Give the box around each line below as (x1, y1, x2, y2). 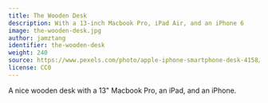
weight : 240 (8, 49, 48, 57)
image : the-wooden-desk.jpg (8, 26, 102, 34)
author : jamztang (8, 34, 66, 42)
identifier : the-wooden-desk (8, 42, 105, 50)
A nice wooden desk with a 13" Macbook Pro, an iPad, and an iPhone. (8, 85, 237, 95)
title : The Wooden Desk (8, 11, 88, 20)
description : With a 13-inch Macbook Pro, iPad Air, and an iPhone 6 (8, 19, 245, 27)
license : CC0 (8, 64, 52, 72)
